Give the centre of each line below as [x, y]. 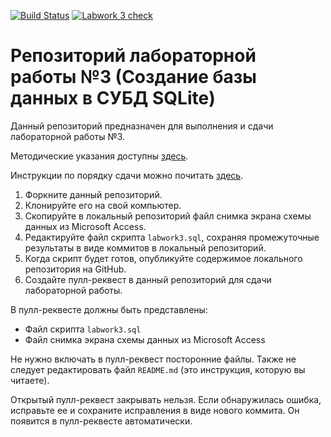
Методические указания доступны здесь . [99, 156]
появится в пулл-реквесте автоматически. [101, 421]
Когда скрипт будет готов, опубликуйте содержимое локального [163, 258]
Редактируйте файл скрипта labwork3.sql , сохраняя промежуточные [172, 237]
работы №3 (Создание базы [133, 77]
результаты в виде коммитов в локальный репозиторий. [145, 247]
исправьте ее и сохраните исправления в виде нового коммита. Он [155, 410]
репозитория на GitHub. [75, 269]
